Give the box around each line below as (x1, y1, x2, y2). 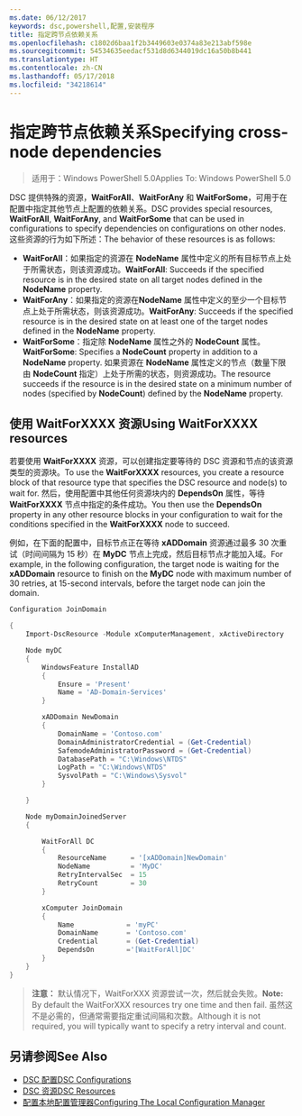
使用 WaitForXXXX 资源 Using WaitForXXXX (9, 416, 259, 431)
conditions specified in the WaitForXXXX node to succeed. (9, 519, 230, 530)
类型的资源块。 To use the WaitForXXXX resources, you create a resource (9, 467, 285, 478)
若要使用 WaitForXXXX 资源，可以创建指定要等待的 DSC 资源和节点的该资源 (9, 456, 294, 467)
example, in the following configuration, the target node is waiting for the (9, 559, 279, 570)
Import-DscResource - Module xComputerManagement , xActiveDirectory (25, 630, 284, 639)
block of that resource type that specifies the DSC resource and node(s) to (9, 477, 288, 488)
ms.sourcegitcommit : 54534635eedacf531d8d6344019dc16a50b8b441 (9, 47, 252, 56)
